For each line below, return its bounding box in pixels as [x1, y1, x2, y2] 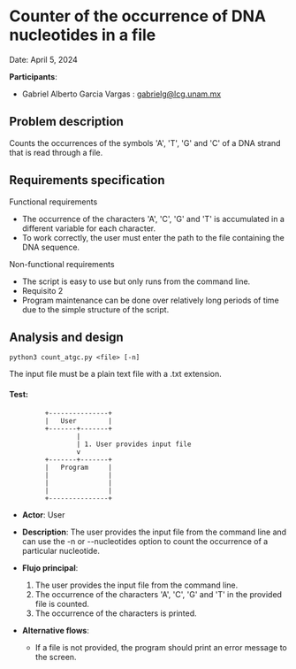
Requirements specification [9, 173, 165, 188]
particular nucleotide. [21, 545, 100, 556]
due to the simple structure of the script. [21, 304, 170, 315]
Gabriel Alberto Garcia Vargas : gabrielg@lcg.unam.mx [21, 88, 222, 99]
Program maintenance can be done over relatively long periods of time [21, 295, 280, 305]
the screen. [34, 651, 77, 662]
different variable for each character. [21, 223, 156, 234]
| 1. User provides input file [76, 440, 192, 449]
